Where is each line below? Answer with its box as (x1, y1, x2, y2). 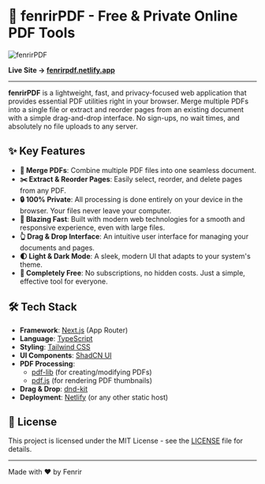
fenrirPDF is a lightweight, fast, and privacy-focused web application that (8, 88, 247, 97)
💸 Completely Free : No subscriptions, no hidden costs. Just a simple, (19, 268, 246, 277)
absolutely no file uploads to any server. (8, 122, 138, 131)
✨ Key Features (8, 144, 85, 158)
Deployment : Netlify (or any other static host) (19, 392, 169, 402)
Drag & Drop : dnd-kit (19, 384, 88, 393)
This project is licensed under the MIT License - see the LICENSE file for (8, 436, 243, 445)
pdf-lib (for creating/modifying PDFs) (31, 367, 152, 377)
